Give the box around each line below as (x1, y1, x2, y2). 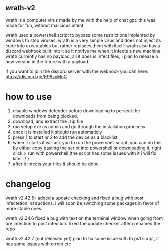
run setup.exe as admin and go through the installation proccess (12, 123, 145, 129)
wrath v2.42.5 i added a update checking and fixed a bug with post (5, 195, 144, 201)
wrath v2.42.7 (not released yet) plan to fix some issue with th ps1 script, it (5, 235, 159, 241)
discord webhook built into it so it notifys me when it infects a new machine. (5, 48, 162, 54)
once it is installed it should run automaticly (12, 129, 102, 135)
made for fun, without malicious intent (5, 22, 84, 28)
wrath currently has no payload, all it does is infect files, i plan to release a (5, 53, 158, 59)
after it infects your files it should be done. (12, 161, 100, 167)
